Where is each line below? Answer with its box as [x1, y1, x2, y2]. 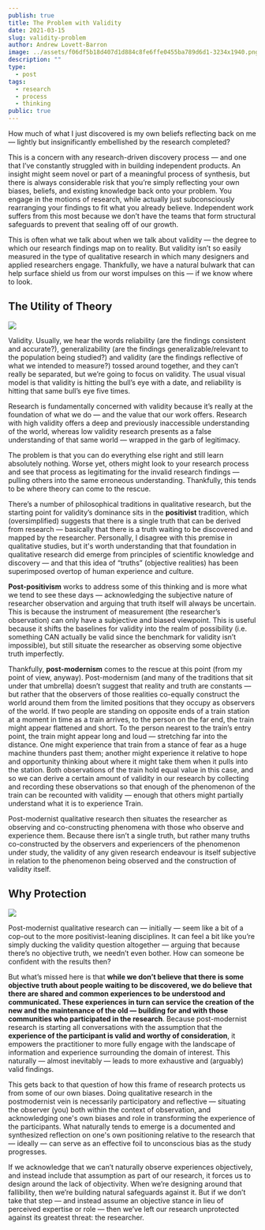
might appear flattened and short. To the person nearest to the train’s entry [8, 723, 252, 732]
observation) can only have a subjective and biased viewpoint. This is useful [8, 615, 256, 624]
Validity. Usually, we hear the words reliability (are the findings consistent [8, 335, 246, 345]
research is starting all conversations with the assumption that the [8, 1022, 222, 1032]
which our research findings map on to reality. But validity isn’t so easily [8, 243, 242, 253]
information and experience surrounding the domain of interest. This [8, 1047, 230, 1057]
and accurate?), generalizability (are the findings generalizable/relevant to [8, 344, 248, 353]
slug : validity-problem [8, 33, 87, 42]
